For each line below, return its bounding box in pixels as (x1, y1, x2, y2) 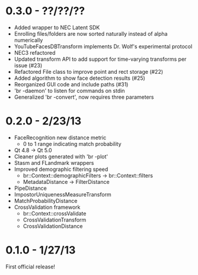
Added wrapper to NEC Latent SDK (14, 24, 100, 31)
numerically (14, 36, 43, 43)
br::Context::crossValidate (23, 210, 87, 217)
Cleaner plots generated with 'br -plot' (14, 153, 108, 160)
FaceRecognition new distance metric (14, 134, 107, 141)
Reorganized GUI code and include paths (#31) (14, 80, 129, 87)
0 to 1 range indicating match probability (23, 140, 122, 147)
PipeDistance (14, 185, 47, 192)
